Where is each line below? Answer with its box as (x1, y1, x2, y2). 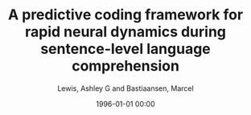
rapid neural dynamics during (25, 23, 226, 41)
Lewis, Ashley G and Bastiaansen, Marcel (57, 83, 194, 93)
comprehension (72, 57, 179, 76)
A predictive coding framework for (7, 6, 244, 24)
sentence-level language (39, 40, 212, 58)
